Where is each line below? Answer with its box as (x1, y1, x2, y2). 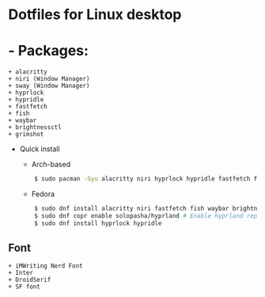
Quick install (19, 144, 61, 154)
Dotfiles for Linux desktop (8, 6, 182, 24)
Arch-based (31, 160, 71, 169)
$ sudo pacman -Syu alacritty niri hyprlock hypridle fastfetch (34, 175, 251, 183)
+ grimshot (8, 131, 44, 139)
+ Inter (8, 269, 34, 277)
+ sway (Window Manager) (8, 82, 90, 90)
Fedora (31, 189, 55, 199)
